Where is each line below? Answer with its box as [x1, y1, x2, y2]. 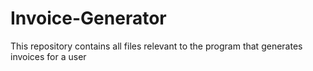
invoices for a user [10, 50, 87, 62]
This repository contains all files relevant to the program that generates [10, 40, 303, 52]
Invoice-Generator [10, 7, 167, 30]
